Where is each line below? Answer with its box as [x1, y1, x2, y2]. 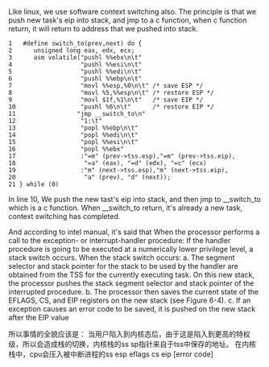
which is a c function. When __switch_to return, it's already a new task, [8, 203, 243, 212]
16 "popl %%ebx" [8, 145, 125, 153]
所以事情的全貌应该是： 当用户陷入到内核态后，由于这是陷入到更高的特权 [8, 329, 250, 339]
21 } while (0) [8, 180, 60, 188]
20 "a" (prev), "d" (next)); [8, 173, 172, 181]
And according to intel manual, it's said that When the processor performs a [8, 227, 260, 237]
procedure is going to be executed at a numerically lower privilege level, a [8, 245, 254, 254]
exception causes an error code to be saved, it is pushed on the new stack [8, 304, 256, 313]
